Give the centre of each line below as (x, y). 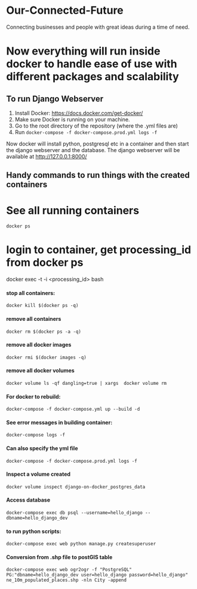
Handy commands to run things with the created (98, 175)
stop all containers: (31, 293)
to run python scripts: (34, 531)
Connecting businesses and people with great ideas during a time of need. (98, 27)
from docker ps (45, 262)
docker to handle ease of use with (92, 64)
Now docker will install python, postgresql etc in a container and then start (98, 144)
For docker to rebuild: (33, 396)
